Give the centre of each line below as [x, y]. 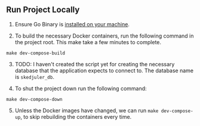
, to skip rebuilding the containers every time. [76, 116]
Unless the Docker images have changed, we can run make [87, 110]
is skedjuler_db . [35, 76]
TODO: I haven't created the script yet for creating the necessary [95, 64]
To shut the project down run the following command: [81, 88]
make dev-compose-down [34, 99]
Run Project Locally [43, 10]
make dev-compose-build [36, 53]
